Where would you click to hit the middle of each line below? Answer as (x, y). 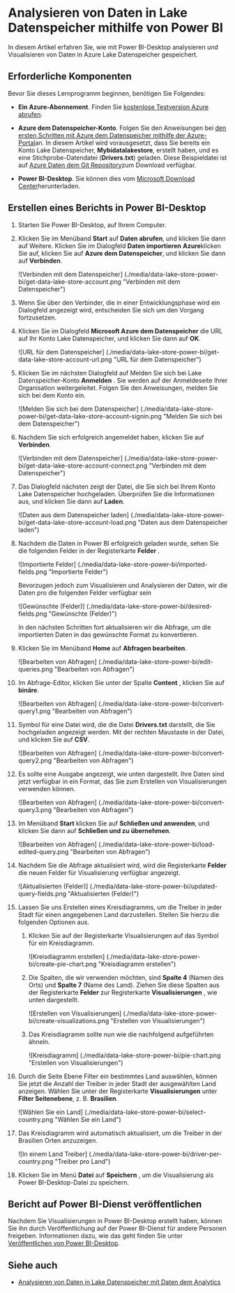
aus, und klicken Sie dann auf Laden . (71, 501)
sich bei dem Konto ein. (52, 395)
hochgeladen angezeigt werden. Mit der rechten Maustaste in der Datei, (121, 732)
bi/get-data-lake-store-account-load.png (77, 522)
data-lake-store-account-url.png (65, 359)
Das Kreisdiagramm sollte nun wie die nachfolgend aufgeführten (121, 1034)
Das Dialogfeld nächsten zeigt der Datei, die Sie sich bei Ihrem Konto (116, 486)
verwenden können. (47, 788)
